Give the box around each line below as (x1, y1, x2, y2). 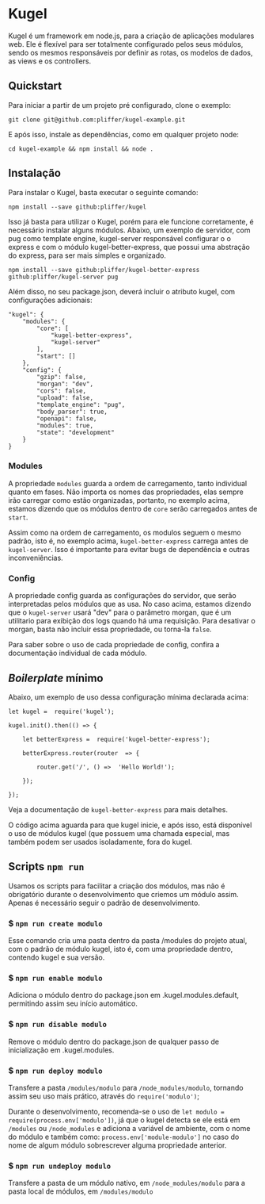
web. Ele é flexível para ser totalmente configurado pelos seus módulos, (8, 39, 244, 48)
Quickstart (8, 79, 62, 93)
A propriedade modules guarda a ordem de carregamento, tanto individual (8, 478, 248, 488)
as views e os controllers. (8, 56, 92, 66)
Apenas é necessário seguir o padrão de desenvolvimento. (8, 898, 200, 907)
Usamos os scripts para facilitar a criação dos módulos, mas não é (8, 881, 225, 891)
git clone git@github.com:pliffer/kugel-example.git (8, 116, 186, 124)
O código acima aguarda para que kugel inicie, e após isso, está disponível (8, 820, 252, 830)
